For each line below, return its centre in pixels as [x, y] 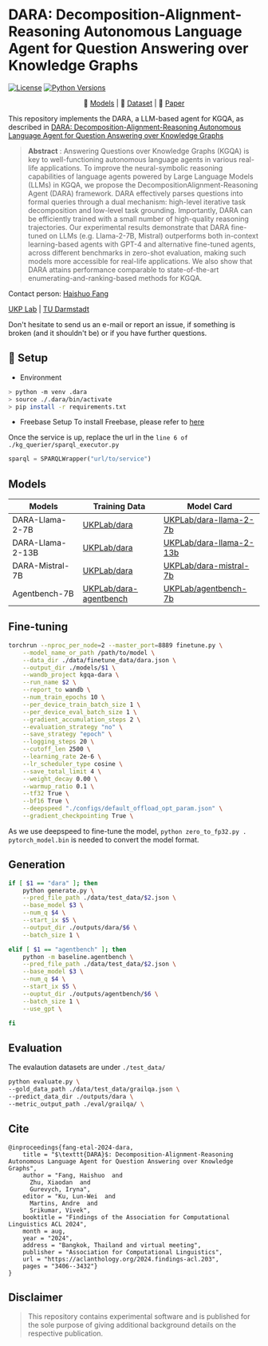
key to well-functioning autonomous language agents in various [132, 159]
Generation [37, 864]
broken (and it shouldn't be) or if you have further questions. [108, 333]
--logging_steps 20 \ [58, 742]
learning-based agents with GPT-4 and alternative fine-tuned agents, [142, 244]
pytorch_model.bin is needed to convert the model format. [104, 839]
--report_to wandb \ [57, 690]
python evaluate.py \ [44, 1082]
